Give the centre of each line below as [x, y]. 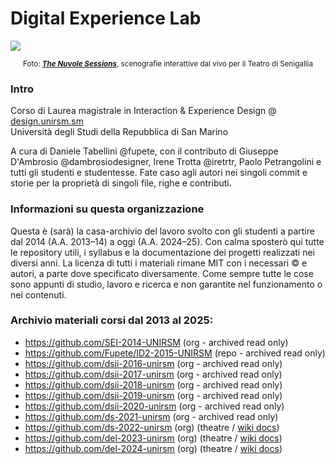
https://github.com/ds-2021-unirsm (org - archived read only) [151, 416]
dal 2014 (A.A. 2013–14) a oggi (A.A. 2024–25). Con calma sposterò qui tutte [167, 241]
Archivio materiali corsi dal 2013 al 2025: [112, 320]
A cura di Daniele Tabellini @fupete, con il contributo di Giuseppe [144, 151]
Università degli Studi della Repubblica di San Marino [119, 132]
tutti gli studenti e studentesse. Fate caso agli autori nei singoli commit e [159, 173]
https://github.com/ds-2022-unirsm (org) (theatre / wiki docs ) [152, 427]
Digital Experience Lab [106, 18]
